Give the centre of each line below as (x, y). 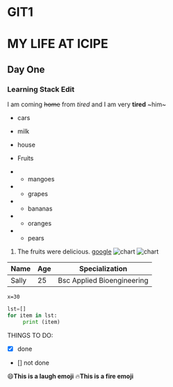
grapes (38, 194)
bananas (40, 208)
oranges (40, 224)
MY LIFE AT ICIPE (58, 44)
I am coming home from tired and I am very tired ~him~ (87, 104)
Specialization (103, 269)
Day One (26, 69)
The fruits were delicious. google (65, 252)
